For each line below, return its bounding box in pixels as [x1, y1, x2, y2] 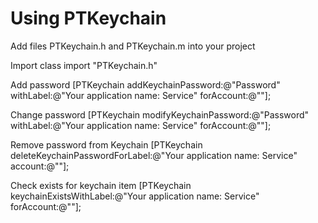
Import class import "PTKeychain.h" [10, 59, 158, 71]
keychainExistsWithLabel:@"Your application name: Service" [10, 190, 260, 202]
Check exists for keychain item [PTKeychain [10, 179, 192, 191]
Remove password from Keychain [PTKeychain [10, 138, 203, 151]
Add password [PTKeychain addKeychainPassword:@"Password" [10, 78, 281, 91]
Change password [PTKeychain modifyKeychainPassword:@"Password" [10, 108, 310, 121]
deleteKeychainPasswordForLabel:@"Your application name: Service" [10, 149, 298, 161]
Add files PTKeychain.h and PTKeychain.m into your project [10, 40, 256, 52]
